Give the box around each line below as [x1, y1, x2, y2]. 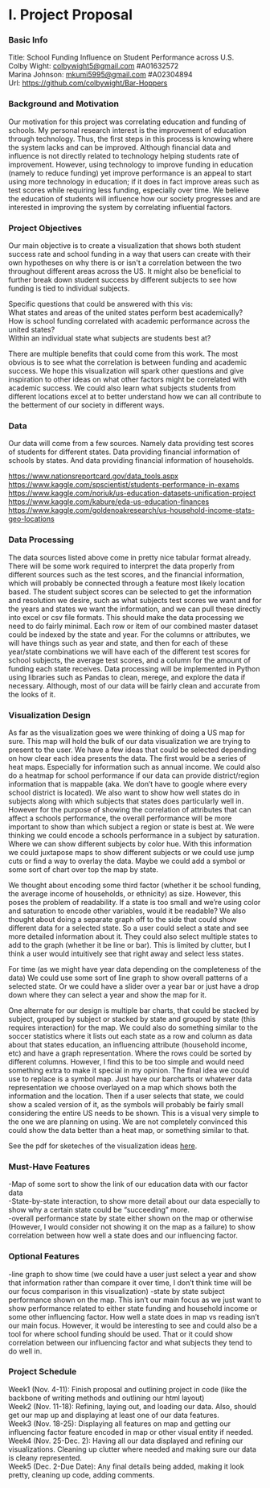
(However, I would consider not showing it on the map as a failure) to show [8, 1222, 256, 1232]
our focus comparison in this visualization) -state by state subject [8, 1286, 225, 1296]
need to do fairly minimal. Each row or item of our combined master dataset [8, 621, 259, 630]
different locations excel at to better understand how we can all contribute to [8, 392, 262, 402]
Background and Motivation [8, 98, 119, 110]
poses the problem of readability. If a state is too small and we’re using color [8, 897, 261, 907]
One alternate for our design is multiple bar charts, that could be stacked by [8, 1005, 260, 1015]
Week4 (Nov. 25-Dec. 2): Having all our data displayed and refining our [8, 1436, 243, 1445]
